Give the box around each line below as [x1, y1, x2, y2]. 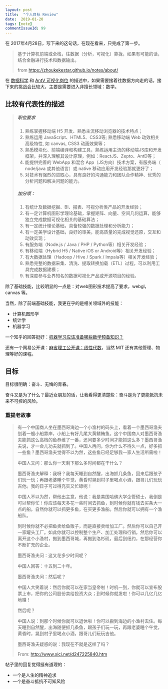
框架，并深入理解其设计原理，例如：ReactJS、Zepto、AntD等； [24, 153, 156, 159]
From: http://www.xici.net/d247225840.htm [17, 651, 107, 657]
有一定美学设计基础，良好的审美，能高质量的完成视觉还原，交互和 [24, 229, 161, 235]
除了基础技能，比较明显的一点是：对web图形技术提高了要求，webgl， [5, 283, 149, 289]
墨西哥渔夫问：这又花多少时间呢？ [17, 552, 88, 558]
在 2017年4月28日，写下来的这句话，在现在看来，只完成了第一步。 [5, 40, 143, 46]
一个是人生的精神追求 [12, 672, 56, 678]
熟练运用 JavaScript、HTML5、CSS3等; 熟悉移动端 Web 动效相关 [24, 134, 159, 140]
